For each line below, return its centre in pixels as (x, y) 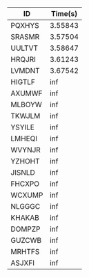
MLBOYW (27, 105)
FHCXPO (25, 184)
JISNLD (23, 172)
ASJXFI (23, 263)
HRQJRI (23, 60)
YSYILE (22, 127)
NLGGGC (26, 206)
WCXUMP (27, 195)
